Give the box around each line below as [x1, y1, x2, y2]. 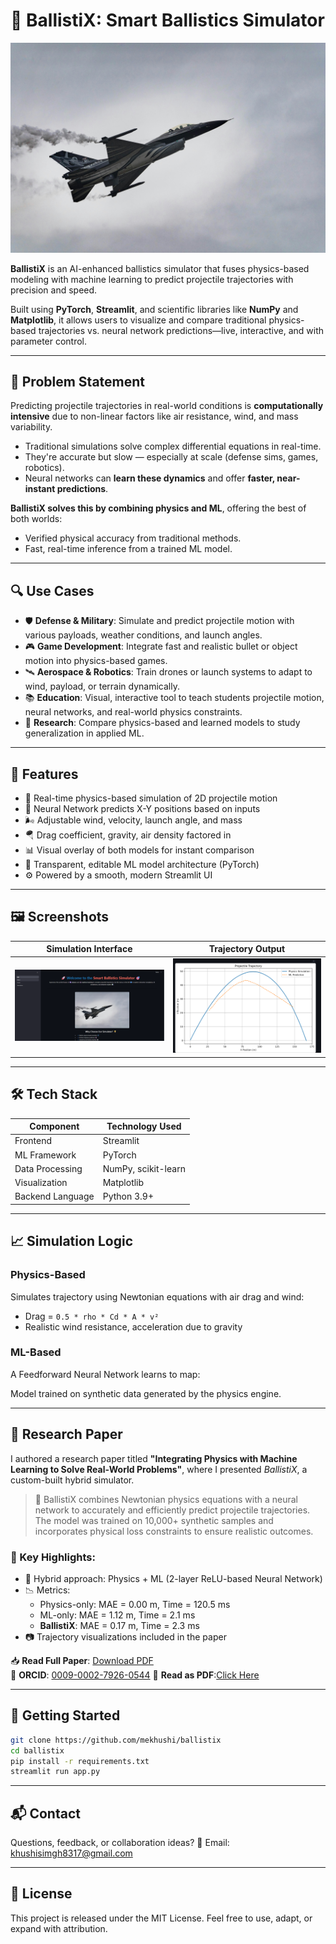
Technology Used [106, 1120, 182, 1133]
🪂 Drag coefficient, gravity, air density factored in [24, 829, 232, 841]
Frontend [14, 1135, 53, 1147]
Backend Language [14, 1190, 95, 1203]
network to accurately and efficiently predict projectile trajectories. [34, 1504, 311, 1516]
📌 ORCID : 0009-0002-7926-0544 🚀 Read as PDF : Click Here [10, 1669, 260, 1681]
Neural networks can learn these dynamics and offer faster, [24, 472, 276, 484]
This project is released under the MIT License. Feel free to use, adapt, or [10, 1912, 313, 1924]
